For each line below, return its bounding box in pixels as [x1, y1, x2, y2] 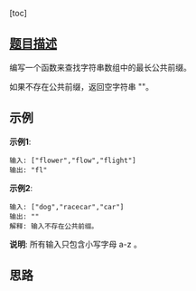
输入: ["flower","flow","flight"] [9, 156, 137, 165]
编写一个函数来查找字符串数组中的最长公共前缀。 [9, 62, 191, 73]
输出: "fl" [9, 165, 48, 175]
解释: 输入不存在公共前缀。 [9, 221, 99, 230]
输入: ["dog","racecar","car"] [9, 202, 125, 211]
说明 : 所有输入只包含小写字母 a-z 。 [9, 238, 142, 249]
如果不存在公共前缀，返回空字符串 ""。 [9, 81, 154, 92]
